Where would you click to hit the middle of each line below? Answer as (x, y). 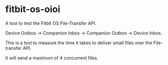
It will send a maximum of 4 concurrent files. (52, 58)
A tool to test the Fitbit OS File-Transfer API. (51, 23)
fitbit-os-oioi (33, 9)
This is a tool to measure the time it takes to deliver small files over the (79, 43)
